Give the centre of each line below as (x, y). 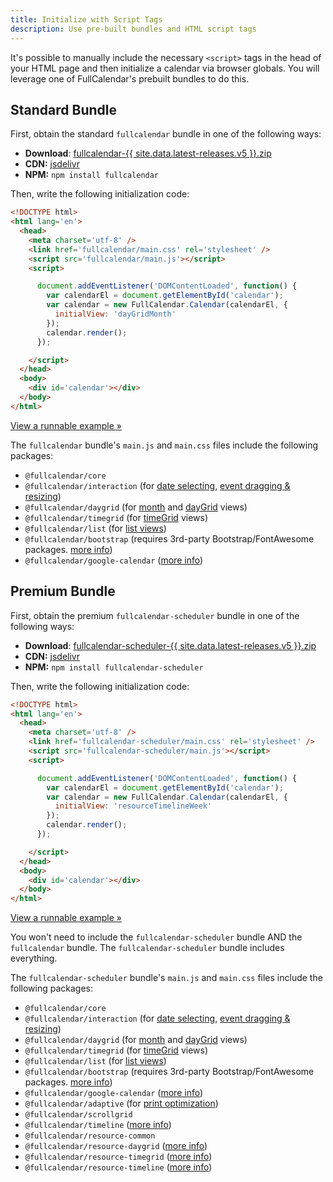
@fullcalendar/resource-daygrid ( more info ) (116, 1146)
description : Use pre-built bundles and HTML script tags (133, 29)
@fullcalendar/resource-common (90, 1136)
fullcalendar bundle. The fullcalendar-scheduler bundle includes (147, 948)
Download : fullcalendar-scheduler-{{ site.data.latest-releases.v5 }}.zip (170, 645)
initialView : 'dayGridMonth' (115, 314)
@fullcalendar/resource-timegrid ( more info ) (118, 1157)
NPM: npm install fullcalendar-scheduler (114, 667)
